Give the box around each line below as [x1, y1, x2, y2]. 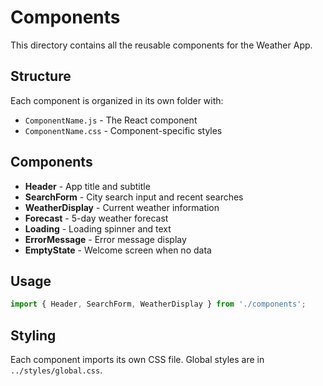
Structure [10, 68, 72, 85]
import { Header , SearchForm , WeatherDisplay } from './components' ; [10, 299, 307, 310]
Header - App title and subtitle [24, 180, 151, 192]
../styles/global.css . [10, 364, 103, 376]
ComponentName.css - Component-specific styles [24, 124, 223, 136]
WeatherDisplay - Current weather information [24, 201, 220, 213]
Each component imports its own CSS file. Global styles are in [10, 354, 265, 366]
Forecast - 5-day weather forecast [24, 212, 169, 224]
